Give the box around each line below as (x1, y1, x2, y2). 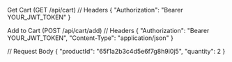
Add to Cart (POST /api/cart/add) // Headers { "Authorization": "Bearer (7, 27, 210, 34)
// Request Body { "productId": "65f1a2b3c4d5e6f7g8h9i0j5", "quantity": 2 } (7, 48, 226, 55)
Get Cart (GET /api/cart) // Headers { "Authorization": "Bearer (7, 6, 183, 14)
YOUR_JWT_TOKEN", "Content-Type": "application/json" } (7, 34, 174, 42)
